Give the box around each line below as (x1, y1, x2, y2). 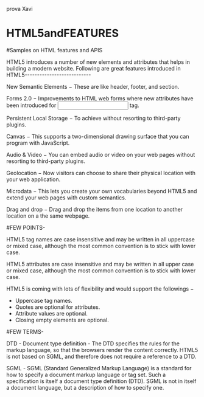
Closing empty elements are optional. (15, 316, 110, 323)
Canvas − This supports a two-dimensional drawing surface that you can (6, 133, 189, 140)
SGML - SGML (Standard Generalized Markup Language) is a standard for (6, 364, 192, 371)
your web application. (6, 176, 61, 183)
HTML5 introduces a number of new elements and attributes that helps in (6, 58, 190, 66)
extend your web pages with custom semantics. (6, 194, 127, 201)
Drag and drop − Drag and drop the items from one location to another (6, 205, 183, 213)
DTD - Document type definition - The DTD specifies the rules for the (6, 340, 180, 347)
